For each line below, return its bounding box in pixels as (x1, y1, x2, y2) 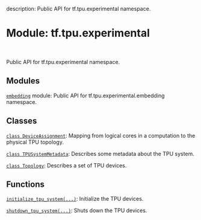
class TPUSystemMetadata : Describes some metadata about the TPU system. (6, 150, 194, 157)
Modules (6, 76, 40, 86)
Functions (6, 179, 45, 189)
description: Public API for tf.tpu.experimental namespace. (6, 5, 151, 12)
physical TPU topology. (6, 138, 64, 146)
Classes (6, 116, 37, 126)
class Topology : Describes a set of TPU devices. (6, 161, 127, 169)
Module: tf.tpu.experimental (6, 27, 150, 40)
